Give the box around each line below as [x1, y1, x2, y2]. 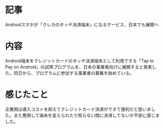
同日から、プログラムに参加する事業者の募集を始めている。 [13, 70, 134, 76]
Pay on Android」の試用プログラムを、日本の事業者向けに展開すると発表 [5, 64, 152, 70]
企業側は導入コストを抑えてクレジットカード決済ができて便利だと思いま [5, 106, 151, 112]
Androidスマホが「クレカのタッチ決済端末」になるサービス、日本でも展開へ [5, 22, 159, 27]
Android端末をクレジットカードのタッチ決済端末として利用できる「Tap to [5, 57, 154, 64]
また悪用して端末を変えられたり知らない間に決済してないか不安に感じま [13, 112, 160, 118]
